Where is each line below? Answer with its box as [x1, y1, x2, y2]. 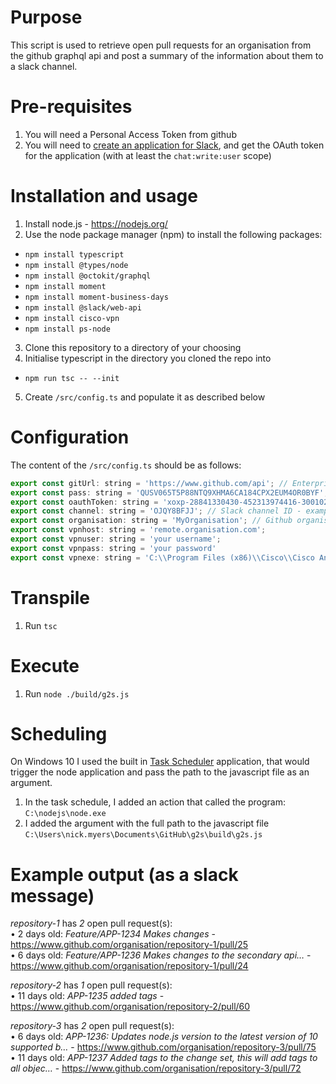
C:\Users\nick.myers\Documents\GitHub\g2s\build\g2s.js [24, 830, 263, 840]
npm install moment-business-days [24, 292, 169, 302]
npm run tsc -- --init [24, 373, 120, 383]
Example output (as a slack [10, 863, 239, 886]
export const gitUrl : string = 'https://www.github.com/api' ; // [10, 478, 288, 488]
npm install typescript [24, 249, 125, 260]
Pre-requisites [10, 96, 133, 118]
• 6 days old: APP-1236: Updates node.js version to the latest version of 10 [10, 1031, 318, 1043]
